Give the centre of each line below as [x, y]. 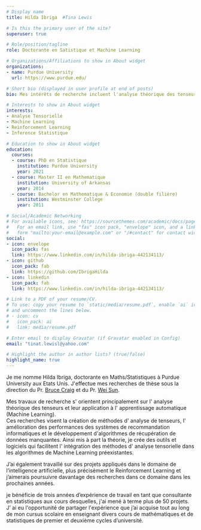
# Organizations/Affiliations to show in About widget [76, 61]
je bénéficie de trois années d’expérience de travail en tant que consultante [99, 495]
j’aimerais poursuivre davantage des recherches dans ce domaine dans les [98, 477]
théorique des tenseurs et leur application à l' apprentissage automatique [96, 408]
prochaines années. [31, 483]
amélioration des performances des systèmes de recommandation [88, 427]
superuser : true [26, 34]
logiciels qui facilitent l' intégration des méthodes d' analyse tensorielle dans [100, 446]
